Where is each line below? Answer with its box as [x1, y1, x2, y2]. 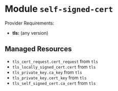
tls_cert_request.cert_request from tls [12, 58, 98, 64]
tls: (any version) [12, 30, 49, 36]
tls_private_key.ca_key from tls [12, 69, 82, 75]
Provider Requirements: [5, 20, 55, 26]
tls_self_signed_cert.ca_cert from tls [12, 80, 96, 86]
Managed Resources [5, 44, 72, 54]
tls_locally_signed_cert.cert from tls [12, 63, 96, 70]
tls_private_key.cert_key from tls [12, 75, 87, 81]
